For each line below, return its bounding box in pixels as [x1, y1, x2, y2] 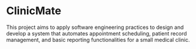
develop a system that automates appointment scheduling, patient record [6, 30, 187, 37]
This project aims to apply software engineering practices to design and [6, 24, 184, 31]
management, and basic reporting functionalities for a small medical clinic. [6, 36, 190, 43]
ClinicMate [6, 4, 62, 18]
